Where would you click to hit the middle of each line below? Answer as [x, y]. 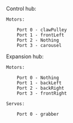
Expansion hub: [25, 56]
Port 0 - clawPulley [42, 30]
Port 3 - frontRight [42, 93]
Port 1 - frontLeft [41, 35]
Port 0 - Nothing [38, 78]
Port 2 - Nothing [38, 40]
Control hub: [21, 9]
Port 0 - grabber [38, 114]
